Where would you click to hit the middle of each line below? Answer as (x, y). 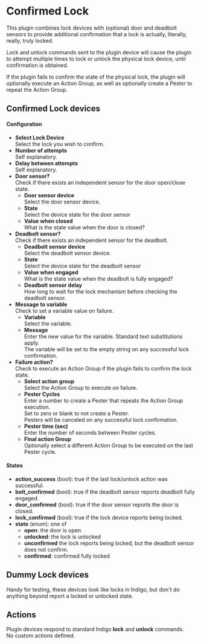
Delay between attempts (46, 163)
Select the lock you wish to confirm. (59, 144)
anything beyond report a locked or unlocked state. (70, 596)
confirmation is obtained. (37, 65)
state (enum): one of (41, 524)
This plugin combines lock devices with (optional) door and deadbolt (91, 28)
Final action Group (47, 439)
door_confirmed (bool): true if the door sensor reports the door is (97, 505)
